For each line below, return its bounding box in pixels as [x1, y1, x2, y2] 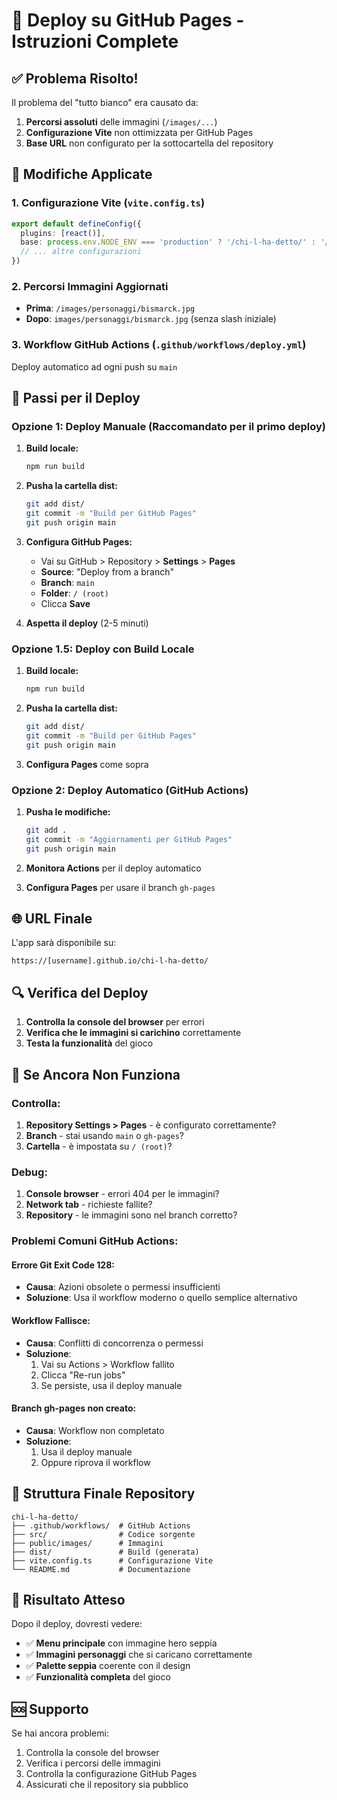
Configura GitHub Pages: [25, 535, 133, 548]
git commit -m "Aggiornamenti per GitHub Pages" [25, 834, 233, 844]
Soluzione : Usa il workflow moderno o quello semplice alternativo [25, 1292, 298, 1304]
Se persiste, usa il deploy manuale [40, 1379, 183, 1391]
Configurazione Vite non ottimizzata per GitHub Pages [25, 127, 254, 138]
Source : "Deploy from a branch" [40, 565, 175, 578]
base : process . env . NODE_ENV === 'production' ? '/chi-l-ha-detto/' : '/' [20, 237, 334, 248]
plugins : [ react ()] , [20, 228, 106, 238]
